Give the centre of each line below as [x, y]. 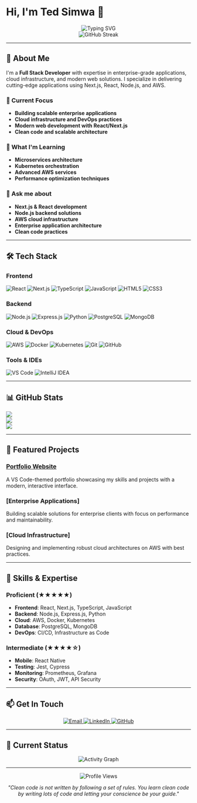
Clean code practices [41, 231]
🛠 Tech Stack [32, 256]
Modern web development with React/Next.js [71, 126]
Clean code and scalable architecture [61, 132]
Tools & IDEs [24, 359]
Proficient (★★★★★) [39, 594]
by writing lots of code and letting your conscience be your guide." [98, 794]
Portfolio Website [31, 466]
